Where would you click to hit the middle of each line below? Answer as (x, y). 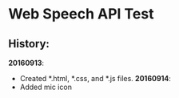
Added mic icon (46, 87)
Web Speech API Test (81, 14)
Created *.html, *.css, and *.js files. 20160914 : (95, 78)
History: (29, 44)
